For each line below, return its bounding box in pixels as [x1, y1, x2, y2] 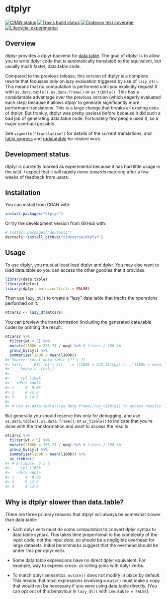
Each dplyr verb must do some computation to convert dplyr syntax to [12, 526, 156, 532]
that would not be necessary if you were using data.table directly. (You [12, 583, 158, 589]
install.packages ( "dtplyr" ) [5, 211, 64, 216]
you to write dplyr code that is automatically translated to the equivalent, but [5, 58, 162, 64]
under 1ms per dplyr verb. [12, 548, 66, 554]
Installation [5, 188, 41, 197]
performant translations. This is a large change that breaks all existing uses [5, 104, 159, 110]
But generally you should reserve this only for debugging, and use [5, 413, 141, 419]
